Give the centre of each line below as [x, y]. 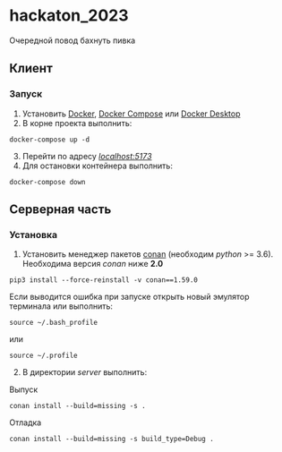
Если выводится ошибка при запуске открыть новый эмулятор [129, 297]
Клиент [31, 68]
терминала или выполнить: [61, 306]
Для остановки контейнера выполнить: [97, 166]
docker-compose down [48, 182]
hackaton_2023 [69, 16]
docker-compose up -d [50, 140]
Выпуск [24, 389]
